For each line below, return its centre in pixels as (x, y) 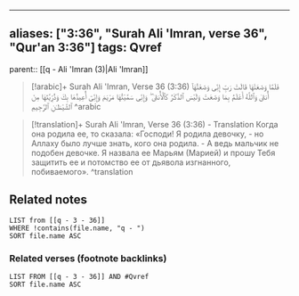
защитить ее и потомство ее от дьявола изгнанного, (131, 162)
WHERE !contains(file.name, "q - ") (77, 228)
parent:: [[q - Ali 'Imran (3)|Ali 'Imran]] (79, 69)
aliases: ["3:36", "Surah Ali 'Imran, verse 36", (138, 33)
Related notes (48, 200)
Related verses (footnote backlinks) (88, 258)
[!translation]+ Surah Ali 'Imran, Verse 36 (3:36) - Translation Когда (154, 124)
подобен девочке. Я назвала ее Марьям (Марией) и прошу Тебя (153, 152)
